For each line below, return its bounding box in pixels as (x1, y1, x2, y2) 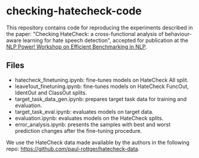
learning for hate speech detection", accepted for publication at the (23, 37, 188, 44)
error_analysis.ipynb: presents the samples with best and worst (14, 121, 171, 128)
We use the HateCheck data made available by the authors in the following (6, 139, 190, 146)
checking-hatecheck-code (6, 4, 142, 18)
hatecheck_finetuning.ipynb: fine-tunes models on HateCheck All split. (14, 76, 189, 83)
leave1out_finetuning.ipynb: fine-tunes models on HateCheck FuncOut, (14, 83, 189, 90)
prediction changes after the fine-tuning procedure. (14, 127, 142, 134)
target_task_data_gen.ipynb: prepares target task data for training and (14, 95, 187, 102)
